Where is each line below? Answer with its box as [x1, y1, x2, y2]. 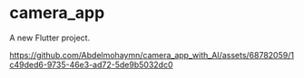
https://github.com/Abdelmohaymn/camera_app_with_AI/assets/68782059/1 [9, 49, 295, 60]
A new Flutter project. [9, 32, 91, 43]
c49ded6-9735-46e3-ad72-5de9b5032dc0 [9, 59, 173, 70]
